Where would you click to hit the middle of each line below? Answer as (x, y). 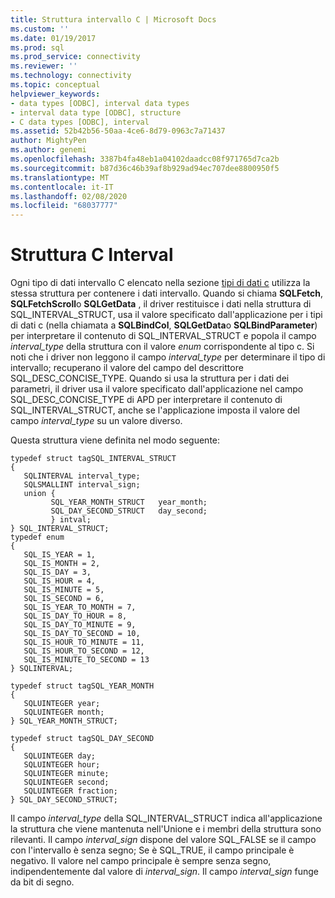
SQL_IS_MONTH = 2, (62, 564)
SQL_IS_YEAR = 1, (60, 555)
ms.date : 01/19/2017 (53, 38)
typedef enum (37, 537)
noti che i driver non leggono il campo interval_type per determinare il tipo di (168, 357)
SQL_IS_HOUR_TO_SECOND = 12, (84, 651)
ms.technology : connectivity (71, 76)
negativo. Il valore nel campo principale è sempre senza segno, (141, 861)
